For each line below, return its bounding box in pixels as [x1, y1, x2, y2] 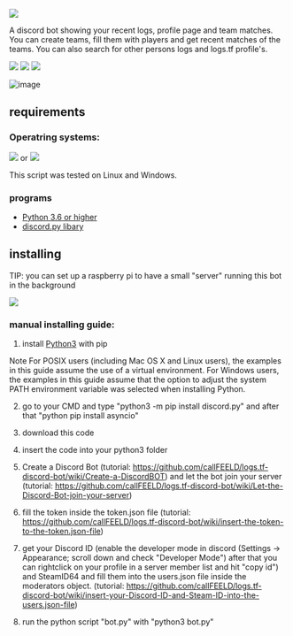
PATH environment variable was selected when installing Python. [9, 384, 246, 395]
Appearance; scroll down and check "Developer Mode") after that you [21, 553, 278, 563]
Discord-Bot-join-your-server [21, 490, 130, 501]
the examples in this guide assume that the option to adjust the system [9, 374, 267, 385]
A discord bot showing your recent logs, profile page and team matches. [9, 25, 274, 35]
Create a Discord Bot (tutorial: [21, 462, 131, 472]
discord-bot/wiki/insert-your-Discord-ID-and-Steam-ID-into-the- [21, 590, 259, 601]
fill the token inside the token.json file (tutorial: [21, 507, 191, 517]
